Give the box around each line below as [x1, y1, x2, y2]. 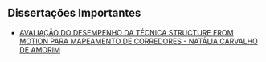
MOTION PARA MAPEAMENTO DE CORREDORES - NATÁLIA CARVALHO [18, 36, 259, 46]
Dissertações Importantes [7, 6, 141, 20]
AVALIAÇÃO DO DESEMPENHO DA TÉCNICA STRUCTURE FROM [18, 27, 234, 37]
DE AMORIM [18, 44, 61, 55]
